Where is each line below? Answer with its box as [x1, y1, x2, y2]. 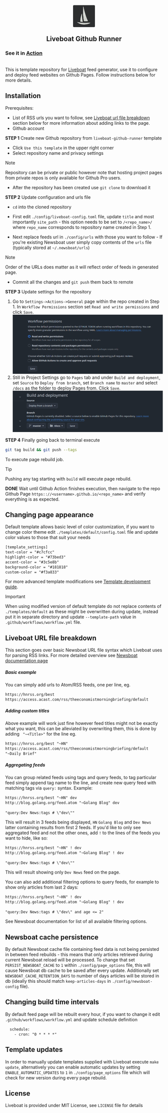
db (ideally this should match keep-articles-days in [5, 978, 111, 984]
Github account [12, 125, 44, 131]
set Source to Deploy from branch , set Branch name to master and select [12, 380, 158, 386]
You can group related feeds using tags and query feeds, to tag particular [5, 775, 156, 781]
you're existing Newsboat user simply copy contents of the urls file [12, 239, 152, 245]
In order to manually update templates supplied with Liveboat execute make [5, 1058, 159, 1064]
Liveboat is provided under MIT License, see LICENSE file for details [5, 1102, 143, 1108]
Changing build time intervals [5, 998, 99, 1006]
